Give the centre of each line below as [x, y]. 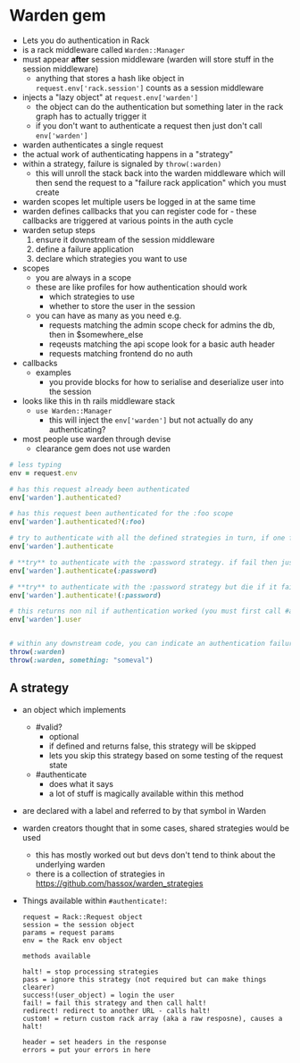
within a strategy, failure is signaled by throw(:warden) [122, 163]
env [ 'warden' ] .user [46, 620]
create [47, 192]
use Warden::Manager [74, 411]
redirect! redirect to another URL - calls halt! [117, 1010]
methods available [56, 956]
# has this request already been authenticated [100, 489]
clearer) [38, 987]
